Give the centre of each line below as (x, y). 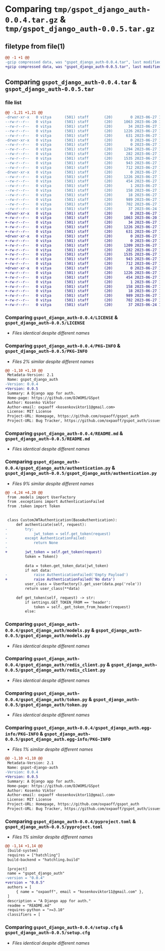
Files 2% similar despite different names (53, 361)
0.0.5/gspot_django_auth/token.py (46, 705)
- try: (20, 529)
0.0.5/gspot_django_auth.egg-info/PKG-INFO (58, 739)
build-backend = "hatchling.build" (43, 859)
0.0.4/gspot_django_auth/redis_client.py (55, 665)
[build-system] (23, 851)
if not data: (38, 570)
